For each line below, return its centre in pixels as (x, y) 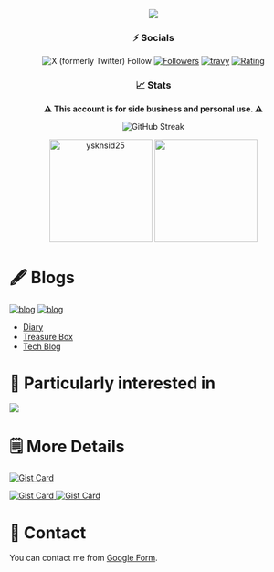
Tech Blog (42, 346)
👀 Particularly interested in (113, 383)
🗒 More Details (67, 446)
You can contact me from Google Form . (84, 558)
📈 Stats (153, 85)
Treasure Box (47, 336)
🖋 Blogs (42, 277)
